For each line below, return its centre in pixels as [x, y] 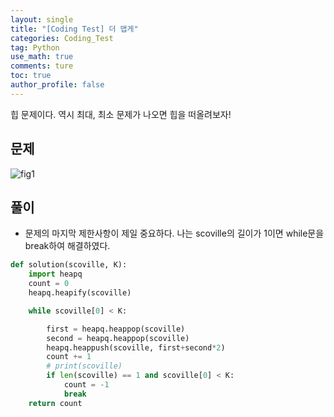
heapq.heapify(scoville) [80, 293]
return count [55, 403]
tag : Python [35, 47]
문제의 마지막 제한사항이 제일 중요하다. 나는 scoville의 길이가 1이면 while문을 [174, 233]
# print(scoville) [84, 366]
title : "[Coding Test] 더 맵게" [74, 29]
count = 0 [49, 284]
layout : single [42, 19]
